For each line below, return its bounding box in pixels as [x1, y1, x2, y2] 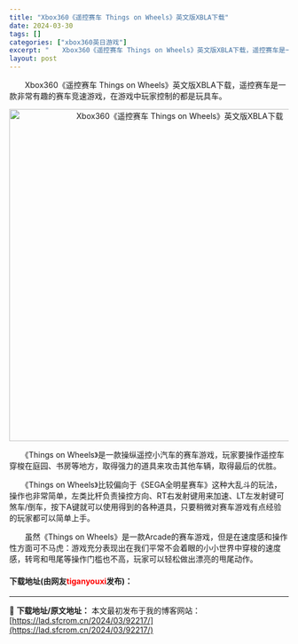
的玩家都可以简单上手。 [9, 513, 95, 523]
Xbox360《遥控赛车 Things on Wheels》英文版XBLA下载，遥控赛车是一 [24, 80, 286, 90]
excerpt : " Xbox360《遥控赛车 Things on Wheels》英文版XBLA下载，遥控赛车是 [9, 46, 286, 55]
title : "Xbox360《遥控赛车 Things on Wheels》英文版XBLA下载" [9, 12, 229, 22]
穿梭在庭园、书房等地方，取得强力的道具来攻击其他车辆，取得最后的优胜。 [9, 460, 281, 471]
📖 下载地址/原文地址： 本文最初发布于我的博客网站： [9, 605, 201, 617]
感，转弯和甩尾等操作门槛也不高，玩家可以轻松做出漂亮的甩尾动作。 [9, 554, 258, 564]
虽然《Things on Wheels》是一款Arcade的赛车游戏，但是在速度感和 [24, 531, 273, 542]
